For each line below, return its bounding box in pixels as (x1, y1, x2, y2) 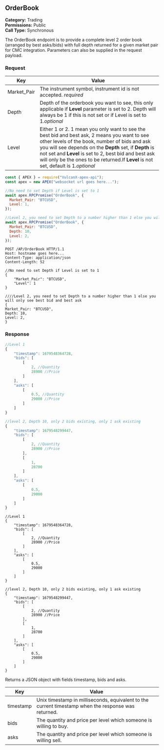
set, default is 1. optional (40, 162, 95, 169)
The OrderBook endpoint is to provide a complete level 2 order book (5, 37, 143, 43)
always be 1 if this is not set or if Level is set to (40, 112, 146, 119)
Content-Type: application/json (5, 255, 71, 261)
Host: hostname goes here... (5, 251, 64, 256)
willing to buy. (36, 723, 68, 730)
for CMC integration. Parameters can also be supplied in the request (5, 47, 143, 53)
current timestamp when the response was (36, 703, 135, 709)
